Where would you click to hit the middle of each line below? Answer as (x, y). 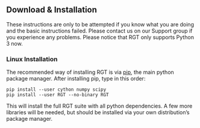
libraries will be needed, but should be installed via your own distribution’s (98, 112)
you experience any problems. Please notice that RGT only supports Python (100, 37)
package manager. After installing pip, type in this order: (76, 79)
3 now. (14, 43)
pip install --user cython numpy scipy (56, 90)
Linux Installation (32, 59)
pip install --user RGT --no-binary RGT (58, 95)
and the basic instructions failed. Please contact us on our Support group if (99, 31)
